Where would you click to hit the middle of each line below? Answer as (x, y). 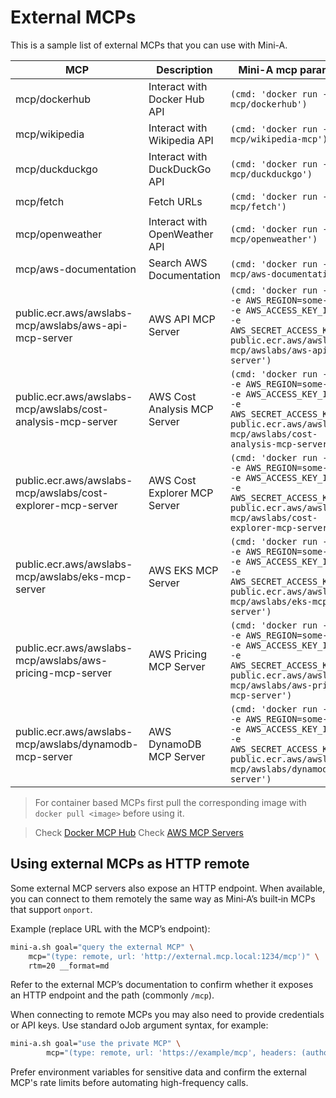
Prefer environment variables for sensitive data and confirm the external (158, 1072)
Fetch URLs (175, 201)
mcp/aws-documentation (76, 269)
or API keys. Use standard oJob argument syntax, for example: (139, 1025)
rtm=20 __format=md (69, 966)
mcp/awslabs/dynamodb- (77, 744)
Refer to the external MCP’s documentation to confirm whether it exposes (162, 985)
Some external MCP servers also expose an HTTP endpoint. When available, (168, 888)
